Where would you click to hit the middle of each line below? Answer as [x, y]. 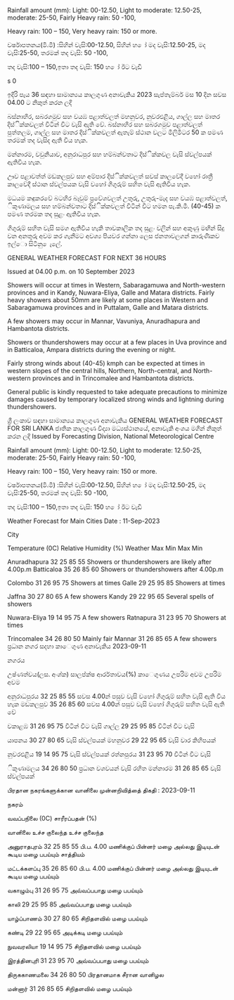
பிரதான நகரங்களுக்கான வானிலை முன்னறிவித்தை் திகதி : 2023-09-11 [101, 790]
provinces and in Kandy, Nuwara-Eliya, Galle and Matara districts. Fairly [111, 292]
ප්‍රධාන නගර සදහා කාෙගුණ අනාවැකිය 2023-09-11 [77, 646]
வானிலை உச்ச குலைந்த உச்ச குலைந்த [56, 832]
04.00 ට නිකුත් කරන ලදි [40, 102]
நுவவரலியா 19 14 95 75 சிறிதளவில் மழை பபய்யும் [74, 947]
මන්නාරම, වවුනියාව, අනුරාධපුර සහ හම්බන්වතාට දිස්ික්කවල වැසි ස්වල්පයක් [110, 154]
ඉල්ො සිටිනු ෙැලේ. [35, 244]
